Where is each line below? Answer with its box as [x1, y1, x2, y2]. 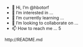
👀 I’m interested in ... [11, 10, 54, 16]
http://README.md [4, 37, 43, 42]
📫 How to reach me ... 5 [11, 26, 61, 31]
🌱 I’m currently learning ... [11, 15, 64, 20]
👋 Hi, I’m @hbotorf [11, 5, 50, 10]
